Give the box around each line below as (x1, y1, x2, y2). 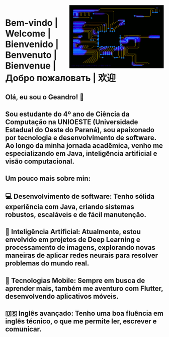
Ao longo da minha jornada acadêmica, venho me (5, 141, 163, 150)
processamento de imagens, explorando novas (5, 243, 156, 252)
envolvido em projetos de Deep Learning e (5, 236, 140, 244)
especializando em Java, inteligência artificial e (5, 149, 157, 158)
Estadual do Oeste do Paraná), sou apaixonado (5, 126, 155, 134)
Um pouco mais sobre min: (5, 174, 91, 183)
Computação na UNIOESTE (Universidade (5, 118, 138, 126)
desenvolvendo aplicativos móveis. (5, 292, 119, 301)
